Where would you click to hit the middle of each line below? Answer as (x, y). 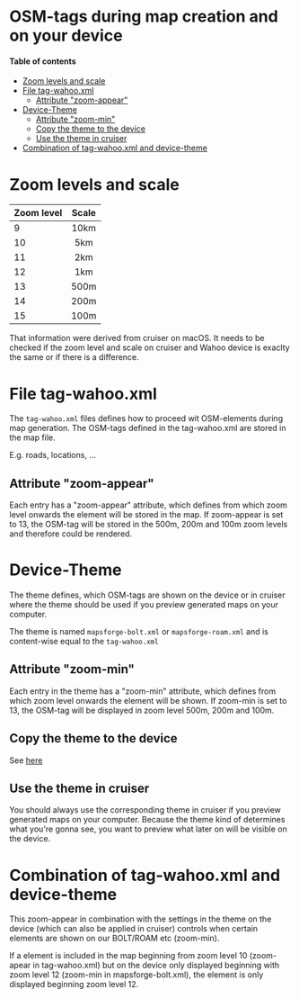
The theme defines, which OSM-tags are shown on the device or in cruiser (147, 595)
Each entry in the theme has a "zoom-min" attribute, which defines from (143, 691)
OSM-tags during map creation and (144, 17)
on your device (66, 36)
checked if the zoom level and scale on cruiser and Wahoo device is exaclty (149, 347)
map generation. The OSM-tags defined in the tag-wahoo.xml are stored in (148, 428)
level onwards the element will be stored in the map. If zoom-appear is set (146, 515)
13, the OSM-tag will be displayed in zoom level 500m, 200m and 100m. (142, 710)
